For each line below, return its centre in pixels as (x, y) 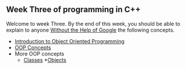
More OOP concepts (39, 54)
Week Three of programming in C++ (74, 10)
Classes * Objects (45, 60)
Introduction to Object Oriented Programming (69, 41)
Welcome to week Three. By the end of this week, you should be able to (93, 23)
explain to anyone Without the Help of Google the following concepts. (90, 30)
